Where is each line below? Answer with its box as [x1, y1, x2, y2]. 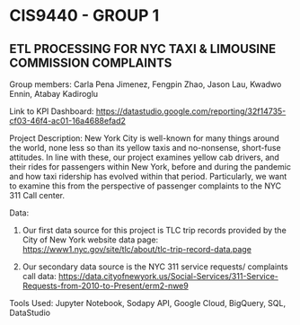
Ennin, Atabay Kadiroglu [9, 89, 99, 99]
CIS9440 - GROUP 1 [9, 5, 160, 26]
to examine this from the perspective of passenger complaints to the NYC [9, 180, 281, 191]
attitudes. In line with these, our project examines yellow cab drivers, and [9, 152, 280, 162]
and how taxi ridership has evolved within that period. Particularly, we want [9, 171, 287, 181]
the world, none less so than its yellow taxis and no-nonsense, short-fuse [9, 143, 281, 153]
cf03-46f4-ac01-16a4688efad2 [9, 116, 126, 126]
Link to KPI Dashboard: [9, 106, 94, 117]
